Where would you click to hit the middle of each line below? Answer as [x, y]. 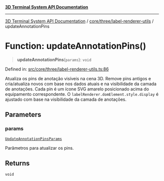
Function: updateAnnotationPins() [76, 46]
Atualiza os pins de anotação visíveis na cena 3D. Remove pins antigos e [78, 78]
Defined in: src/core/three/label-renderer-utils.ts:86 [57, 69]
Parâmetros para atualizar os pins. [40, 148]
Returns [18, 163]
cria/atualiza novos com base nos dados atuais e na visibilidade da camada [81, 84]
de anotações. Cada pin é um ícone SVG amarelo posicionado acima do [77, 89]
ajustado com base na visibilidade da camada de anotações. [66, 99]
